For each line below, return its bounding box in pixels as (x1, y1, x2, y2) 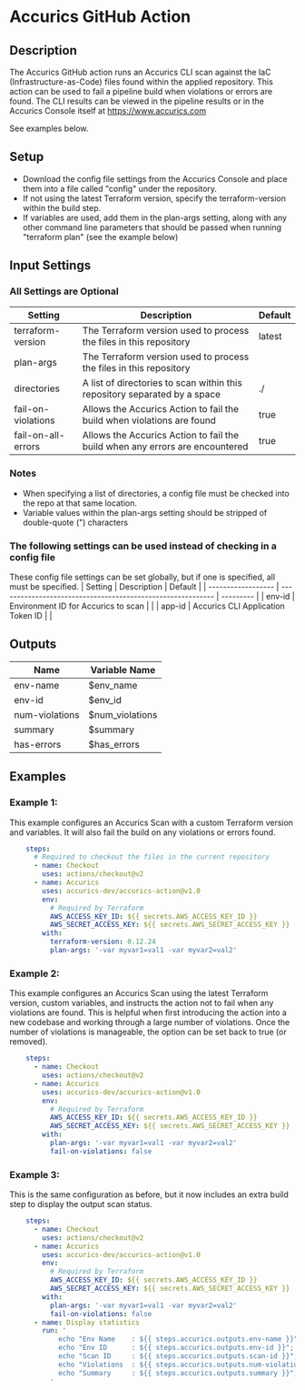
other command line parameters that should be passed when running (22, 221, 282, 233)
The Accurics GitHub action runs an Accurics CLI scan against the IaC (9, 66, 271, 77)
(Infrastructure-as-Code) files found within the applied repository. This (9, 76, 274, 87)
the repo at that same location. (22, 498, 138, 509)
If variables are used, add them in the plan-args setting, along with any (22, 212, 288, 223)
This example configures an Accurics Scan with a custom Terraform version (9, 817, 293, 828)
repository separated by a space (82, 388, 221, 400)
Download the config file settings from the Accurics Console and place (22, 173, 288, 184)
